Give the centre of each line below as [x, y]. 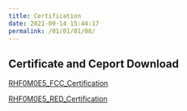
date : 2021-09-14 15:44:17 [54, 23]
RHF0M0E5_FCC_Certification [58, 83]
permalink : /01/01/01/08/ [52, 31]
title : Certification [45, 16]
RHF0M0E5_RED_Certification [58, 99]
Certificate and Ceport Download [94, 64]
